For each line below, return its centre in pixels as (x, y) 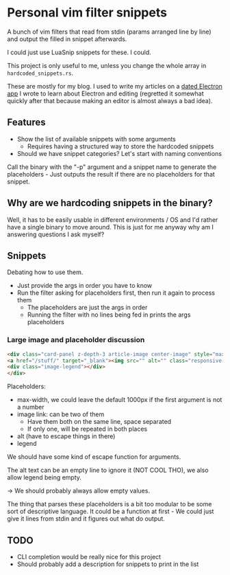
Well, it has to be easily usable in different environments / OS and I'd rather (113, 219)
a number (30, 407)
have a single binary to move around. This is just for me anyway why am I (111, 227)
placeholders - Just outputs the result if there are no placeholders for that (111, 174)
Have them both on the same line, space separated (99, 422)
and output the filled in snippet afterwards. (67, 38)
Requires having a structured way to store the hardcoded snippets (120, 146)
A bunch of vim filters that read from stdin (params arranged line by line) (109, 32)
